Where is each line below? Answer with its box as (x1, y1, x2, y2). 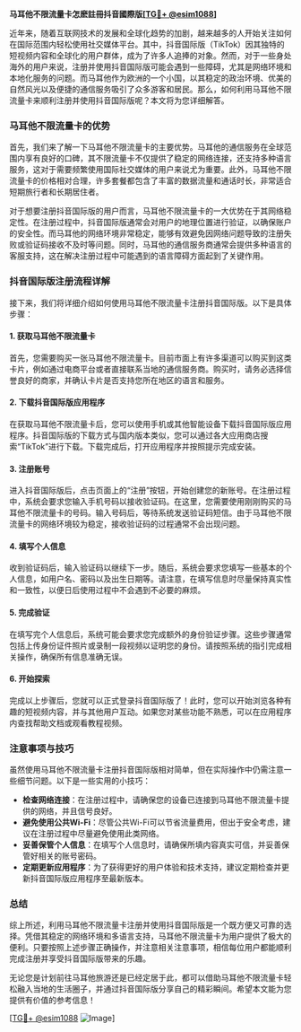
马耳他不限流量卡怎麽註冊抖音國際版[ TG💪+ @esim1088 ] (9, 9, 218, 19)
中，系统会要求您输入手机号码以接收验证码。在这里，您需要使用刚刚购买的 (9, 496, 284, 507)
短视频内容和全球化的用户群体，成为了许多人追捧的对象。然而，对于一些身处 (9, 50, 292, 61)
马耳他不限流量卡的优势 (9, 119, 110, 132)
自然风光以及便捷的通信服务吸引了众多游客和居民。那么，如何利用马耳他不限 (9, 84, 292, 94)
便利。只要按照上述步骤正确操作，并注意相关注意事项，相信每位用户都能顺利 (9, 942, 292, 953)
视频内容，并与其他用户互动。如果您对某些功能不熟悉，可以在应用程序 (32, 706, 292, 717)
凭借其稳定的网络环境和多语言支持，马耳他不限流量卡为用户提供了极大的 (24, 931, 292, 941)
